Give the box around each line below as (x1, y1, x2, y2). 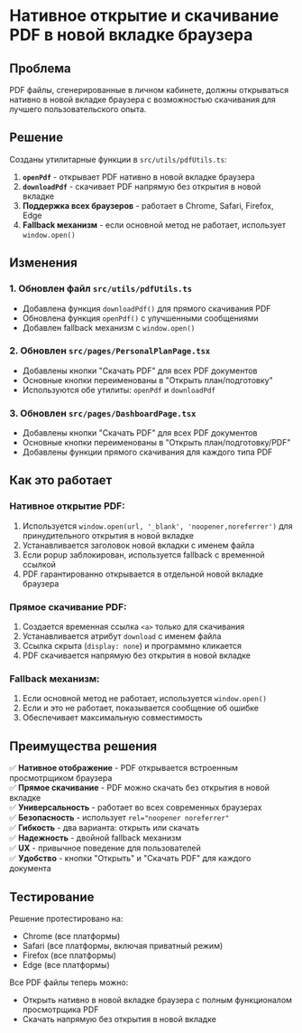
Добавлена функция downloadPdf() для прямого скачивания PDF (22, 303, 271, 314)
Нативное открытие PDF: (9, 500, 125, 512)
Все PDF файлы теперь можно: (9, 977, 129, 988)
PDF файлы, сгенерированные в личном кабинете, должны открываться (9, 85, 289, 95)
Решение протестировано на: (9, 914, 124, 924)
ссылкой (22, 559, 57, 569)
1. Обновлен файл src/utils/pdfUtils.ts (9, 282, 192, 295)
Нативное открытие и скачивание (9, 5, 279, 26)
